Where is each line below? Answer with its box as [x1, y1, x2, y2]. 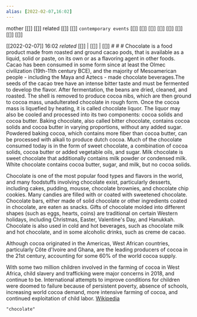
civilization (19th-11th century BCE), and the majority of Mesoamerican [6, 67, 176, 74]
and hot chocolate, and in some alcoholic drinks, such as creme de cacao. [6, 228, 186, 235]
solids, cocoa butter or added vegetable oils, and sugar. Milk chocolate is [6, 148, 183, 156]
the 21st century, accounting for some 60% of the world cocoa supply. [6, 252, 178, 259]
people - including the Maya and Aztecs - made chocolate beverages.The [6, 73, 185, 80]
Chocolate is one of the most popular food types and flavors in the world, [6, 172, 183, 179]
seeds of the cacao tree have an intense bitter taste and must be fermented [6, 80, 189, 87]
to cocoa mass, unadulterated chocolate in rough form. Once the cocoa [6, 98, 179, 106]
